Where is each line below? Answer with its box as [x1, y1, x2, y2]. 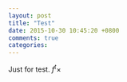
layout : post [8, 11, 52, 20]
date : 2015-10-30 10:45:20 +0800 [8, 26, 120, 34]
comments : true [8, 33, 59, 42]
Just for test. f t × [8, 63, 62, 74]
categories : [8, 41, 48, 49]
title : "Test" [8, 19, 56, 27]
